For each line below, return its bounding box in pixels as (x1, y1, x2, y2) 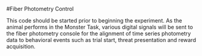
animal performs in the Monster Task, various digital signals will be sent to (6, 24, 193, 30)
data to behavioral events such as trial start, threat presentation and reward (6, 37, 196, 43)
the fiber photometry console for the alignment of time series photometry (6, 30, 191, 37)
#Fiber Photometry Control (6, 5, 74, 12)
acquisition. (6, 43, 36, 50)
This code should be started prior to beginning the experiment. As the (6, 17, 182, 24)
